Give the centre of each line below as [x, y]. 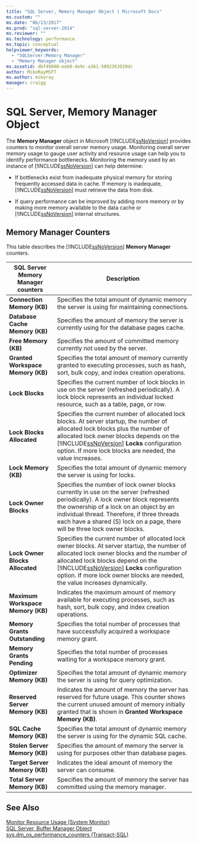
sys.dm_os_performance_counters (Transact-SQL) [67, 835]
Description [123, 278]
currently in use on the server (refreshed [113, 492]
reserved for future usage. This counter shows [121, 697]
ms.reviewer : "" [26, 34]
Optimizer [23, 672]
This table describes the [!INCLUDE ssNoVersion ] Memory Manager [88, 247]
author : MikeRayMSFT [32, 72]
